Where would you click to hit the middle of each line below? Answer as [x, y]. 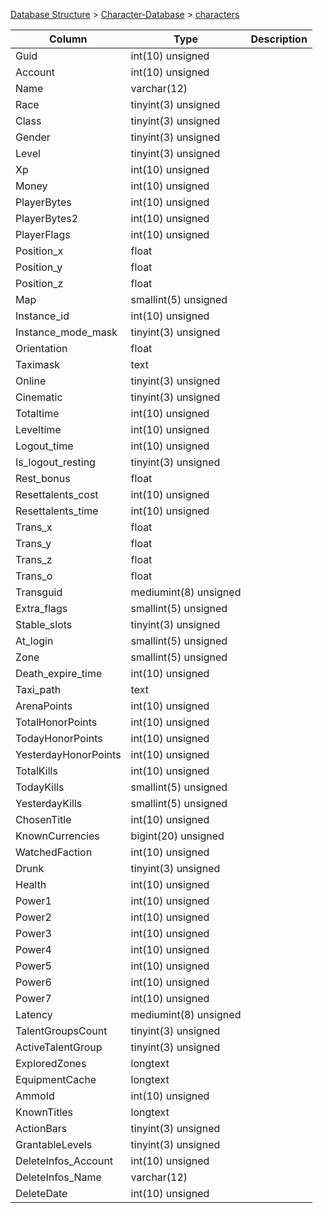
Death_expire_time [59, 673]
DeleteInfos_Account [64, 1161]
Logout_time [44, 446]
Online [31, 381]
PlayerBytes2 [47, 218]
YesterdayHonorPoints [68, 754]
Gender [33, 137]
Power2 [33, 917]
